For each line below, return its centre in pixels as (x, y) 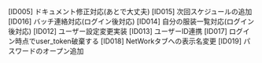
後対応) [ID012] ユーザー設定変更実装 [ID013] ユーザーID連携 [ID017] (118, 31)
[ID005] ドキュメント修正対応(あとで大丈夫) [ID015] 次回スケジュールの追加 (130, 11)
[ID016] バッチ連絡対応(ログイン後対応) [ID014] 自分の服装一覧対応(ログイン (131, 21)
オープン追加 (63, 51)
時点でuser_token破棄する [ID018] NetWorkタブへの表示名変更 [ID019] (128, 41)
